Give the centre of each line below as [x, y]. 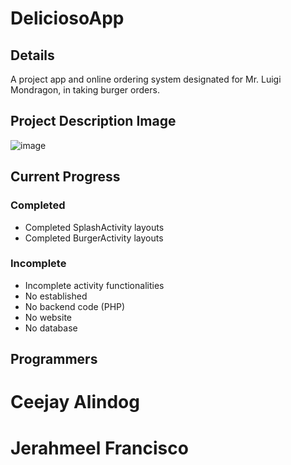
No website [48, 317]
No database [51, 328]
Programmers [54, 359]
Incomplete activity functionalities [94, 285]
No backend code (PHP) [75, 306]
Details [32, 55]
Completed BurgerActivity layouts [94, 238]
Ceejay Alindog [75, 402]
